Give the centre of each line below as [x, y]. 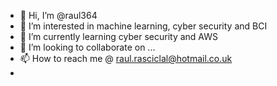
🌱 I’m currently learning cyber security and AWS [118, 36]
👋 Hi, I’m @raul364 [58, 15]
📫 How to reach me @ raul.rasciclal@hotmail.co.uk [126, 58]
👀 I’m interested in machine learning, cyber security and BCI [143, 26]
